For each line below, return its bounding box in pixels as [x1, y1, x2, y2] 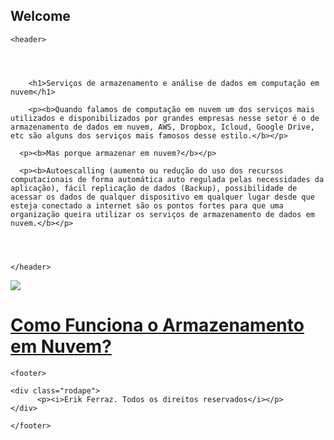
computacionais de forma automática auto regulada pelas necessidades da [10, 174, 325, 184]
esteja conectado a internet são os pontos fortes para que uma [10, 200, 284, 211]
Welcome [10, 8, 71, 25]
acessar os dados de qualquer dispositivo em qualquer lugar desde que [10, 192, 315, 202]
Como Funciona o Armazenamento [10, 314, 305, 336]
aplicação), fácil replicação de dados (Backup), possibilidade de [10, 183, 298, 193]
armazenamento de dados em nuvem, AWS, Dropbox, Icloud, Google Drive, [10, 122, 315, 132]
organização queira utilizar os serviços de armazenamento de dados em [10, 209, 315, 219]
